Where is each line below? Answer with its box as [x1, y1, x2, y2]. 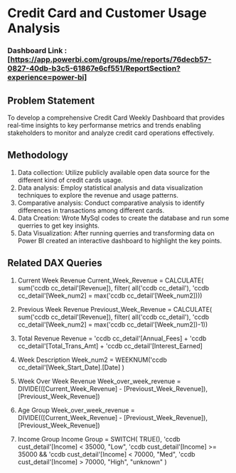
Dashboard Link [7, 46, 63, 56]
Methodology [7, 149, 69, 161]
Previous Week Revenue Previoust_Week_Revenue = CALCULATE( [17, 305, 213, 313]
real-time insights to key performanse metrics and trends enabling [7, 121, 201, 129]
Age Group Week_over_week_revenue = [17, 405, 135, 414]
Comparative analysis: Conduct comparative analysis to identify [17, 198, 205, 207]
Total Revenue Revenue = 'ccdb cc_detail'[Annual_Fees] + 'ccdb [17, 334, 207, 342]
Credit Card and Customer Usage [7, 5, 208, 21]
